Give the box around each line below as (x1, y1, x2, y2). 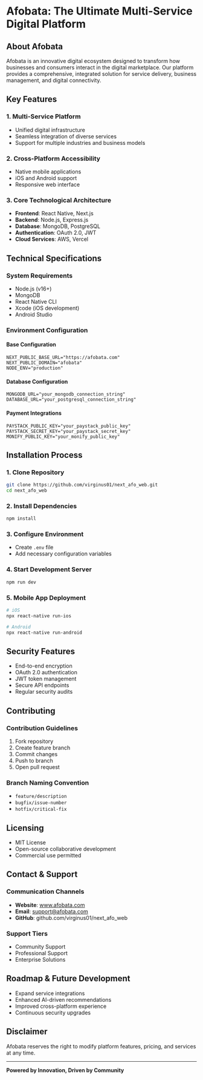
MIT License (14, 839, 47, 846)
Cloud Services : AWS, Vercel (14, 235, 89, 243)
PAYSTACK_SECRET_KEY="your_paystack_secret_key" (6, 428, 131, 434)
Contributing (6, 705, 56, 716)
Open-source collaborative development (14, 845, 116, 853)
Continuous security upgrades (14, 1008, 91, 1016)
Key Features (6, 94, 57, 104)
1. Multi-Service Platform (6, 112, 81, 121)
